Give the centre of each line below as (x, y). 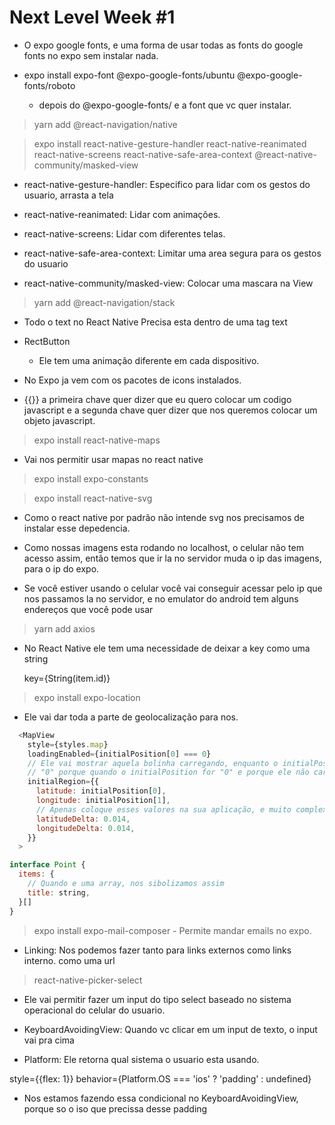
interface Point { (47, 865)
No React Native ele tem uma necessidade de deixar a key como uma (167, 648)
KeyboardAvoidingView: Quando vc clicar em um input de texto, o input (170, 1029)
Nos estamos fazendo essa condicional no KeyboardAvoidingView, (161, 1098)
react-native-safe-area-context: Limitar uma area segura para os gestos (172, 253)
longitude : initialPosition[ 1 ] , (103, 801)
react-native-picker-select (88, 980)
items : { (36, 874)
